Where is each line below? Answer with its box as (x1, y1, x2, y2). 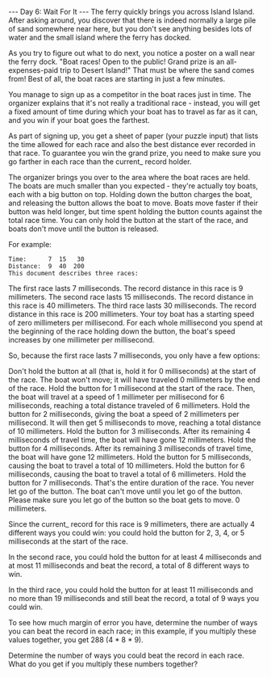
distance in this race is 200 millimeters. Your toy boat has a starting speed (8, 309, 255, 318)
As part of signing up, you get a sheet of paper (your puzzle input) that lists (8, 131, 259, 141)
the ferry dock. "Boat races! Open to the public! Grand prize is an (8, 57, 225, 66)
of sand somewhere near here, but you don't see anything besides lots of (8, 24, 252, 33)
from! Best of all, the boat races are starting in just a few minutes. (8, 74, 226, 83)
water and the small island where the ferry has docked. (8, 32, 192, 42)
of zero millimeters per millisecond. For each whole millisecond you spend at (8, 318, 263, 327)
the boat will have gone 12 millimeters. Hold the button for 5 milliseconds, (8, 452, 252, 461)
